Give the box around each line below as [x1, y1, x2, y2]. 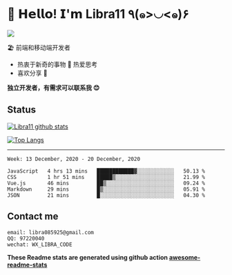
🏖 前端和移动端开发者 [7, 43, 70, 51]
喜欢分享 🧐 [17, 68, 48, 77]
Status [7, 104, 37, 116]
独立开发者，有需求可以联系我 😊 [7, 83, 100, 92]
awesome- [168, 253, 201, 261]
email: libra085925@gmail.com [7, 229, 95, 236]
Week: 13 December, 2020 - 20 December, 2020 [7, 155, 140, 162]
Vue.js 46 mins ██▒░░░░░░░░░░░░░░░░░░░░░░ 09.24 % [7, 180, 206, 187]
